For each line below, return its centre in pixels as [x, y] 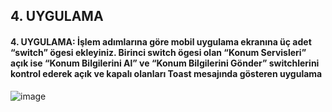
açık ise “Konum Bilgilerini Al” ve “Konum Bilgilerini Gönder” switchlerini [165, 63]
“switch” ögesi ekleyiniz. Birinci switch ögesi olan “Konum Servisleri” [158, 52]
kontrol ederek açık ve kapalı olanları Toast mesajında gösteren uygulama [166, 73]
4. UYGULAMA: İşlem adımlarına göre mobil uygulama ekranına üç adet [161, 41]
